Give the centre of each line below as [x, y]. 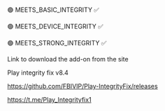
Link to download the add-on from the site [68, 59]
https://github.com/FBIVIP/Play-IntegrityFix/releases [83, 86]
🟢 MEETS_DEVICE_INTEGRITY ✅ [55, 26]
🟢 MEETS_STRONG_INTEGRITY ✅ [57, 43]
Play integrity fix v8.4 [38, 73]
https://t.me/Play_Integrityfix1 [50, 99]
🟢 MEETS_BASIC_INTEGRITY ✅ [53, 10]
